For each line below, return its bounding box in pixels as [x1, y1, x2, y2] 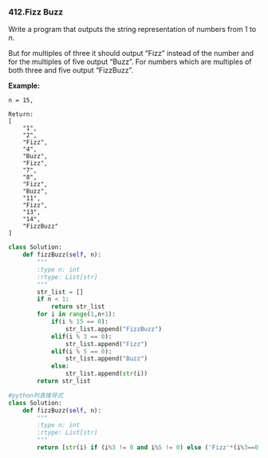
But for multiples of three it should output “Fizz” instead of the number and [8, 49, 254, 58]
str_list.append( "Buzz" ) [65, 355, 148, 363]
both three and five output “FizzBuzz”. [8, 66, 134, 75]
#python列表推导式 [8, 391, 64, 400]
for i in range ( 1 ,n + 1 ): [37, 310, 116, 318]
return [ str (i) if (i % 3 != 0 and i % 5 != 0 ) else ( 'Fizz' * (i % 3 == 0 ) [37, 444, 262, 452]
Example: [8, 81, 41, 90]
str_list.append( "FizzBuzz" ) [65, 325, 162, 333]
